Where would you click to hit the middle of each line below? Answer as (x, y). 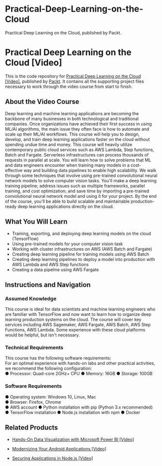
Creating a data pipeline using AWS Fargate (55, 269)
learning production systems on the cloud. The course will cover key (73, 320)
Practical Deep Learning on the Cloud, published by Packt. (63, 33)
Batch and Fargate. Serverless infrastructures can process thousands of (77, 155)
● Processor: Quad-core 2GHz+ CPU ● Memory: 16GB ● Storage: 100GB (79, 374)
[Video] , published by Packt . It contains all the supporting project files (74, 81)
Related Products (31, 428)
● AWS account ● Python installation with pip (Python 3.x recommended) (79, 407)
